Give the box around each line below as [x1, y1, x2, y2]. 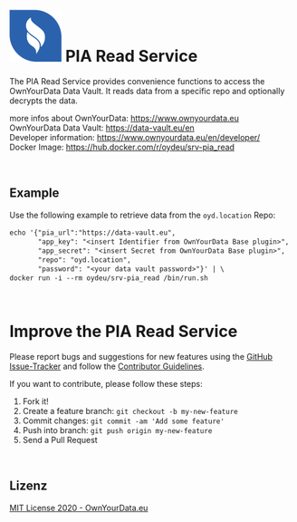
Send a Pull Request [22, 434, 98, 445]
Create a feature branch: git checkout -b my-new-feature [22, 405, 238, 416]
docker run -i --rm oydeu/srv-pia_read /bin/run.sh [9, 273, 208, 283]
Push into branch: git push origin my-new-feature [22, 424, 213, 435]
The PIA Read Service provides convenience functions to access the [9, 75, 265, 86]
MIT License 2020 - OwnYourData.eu [9, 502, 148, 513]
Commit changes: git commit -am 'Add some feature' [22, 415, 225, 426]
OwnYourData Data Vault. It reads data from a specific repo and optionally [9, 85, 285, 96]
